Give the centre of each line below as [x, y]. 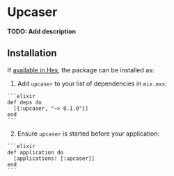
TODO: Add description [42, 31]
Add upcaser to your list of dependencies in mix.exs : [92, 83]
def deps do [24, 102]
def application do [35, 152]
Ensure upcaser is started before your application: [88, 134]
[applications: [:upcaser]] [54, 158]
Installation [32, 53]
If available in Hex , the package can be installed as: [81, 70]
